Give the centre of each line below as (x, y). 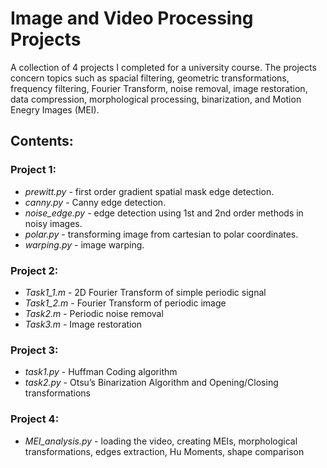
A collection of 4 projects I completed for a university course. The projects (163, 67)
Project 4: (35, 419)
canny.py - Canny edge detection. (95, 202)
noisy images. (53, 223)
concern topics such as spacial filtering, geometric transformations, (150, 78)
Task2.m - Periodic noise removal (94, 313)
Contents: (42, 141)
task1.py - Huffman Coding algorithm (101, 372)
